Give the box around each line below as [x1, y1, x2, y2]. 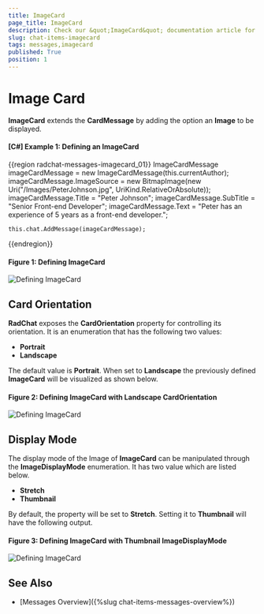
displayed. [8, 124, 42, 133]
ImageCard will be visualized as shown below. [8, 374, 159, 384]
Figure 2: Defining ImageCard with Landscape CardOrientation [8, 392, 218, 402]
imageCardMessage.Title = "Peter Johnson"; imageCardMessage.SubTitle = [8, 193, 256, 203]
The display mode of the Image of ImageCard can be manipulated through [8, 454, 251, 463]
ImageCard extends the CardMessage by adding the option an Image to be [8, 115, 255, 125]
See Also [8, 576, 53, 590]
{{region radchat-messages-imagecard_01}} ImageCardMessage [8, 159, 219, 170]
